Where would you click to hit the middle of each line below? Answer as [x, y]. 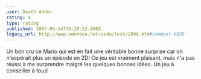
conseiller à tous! [28, 71]
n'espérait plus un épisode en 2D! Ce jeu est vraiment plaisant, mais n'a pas [101, 58]
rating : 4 [19, 17]
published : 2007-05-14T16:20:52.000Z [54, 29]
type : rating [23, 23]
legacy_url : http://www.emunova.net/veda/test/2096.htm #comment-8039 [96, 34]
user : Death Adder [29, 12]
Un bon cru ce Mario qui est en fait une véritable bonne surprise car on [94, 51]
